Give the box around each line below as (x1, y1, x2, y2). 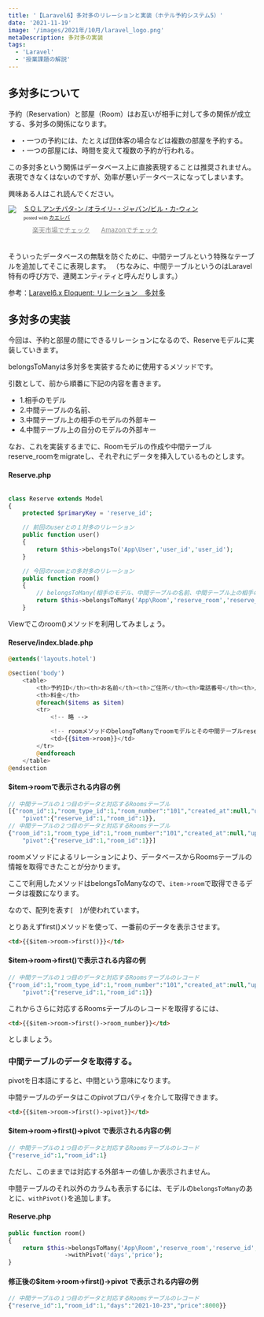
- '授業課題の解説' (15, 56, 71, 64)
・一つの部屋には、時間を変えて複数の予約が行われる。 (19, 145, 199, 154)
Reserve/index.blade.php (8, 638, 93, 647)
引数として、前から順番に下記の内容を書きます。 (8, 379, 166, 389)
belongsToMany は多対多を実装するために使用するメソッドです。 (8, 362, 218, 371)
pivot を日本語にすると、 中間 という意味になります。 (8, 1075, 175, 1084)
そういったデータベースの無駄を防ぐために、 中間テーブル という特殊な (8, 251, 235, 261)
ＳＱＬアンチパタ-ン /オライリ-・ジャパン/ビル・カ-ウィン (23, 204, 199, 213)
